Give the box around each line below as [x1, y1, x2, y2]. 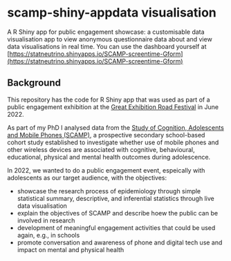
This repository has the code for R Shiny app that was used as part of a [7, 95, 210, 104]
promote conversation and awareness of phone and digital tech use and [17, 238, 223, 246]
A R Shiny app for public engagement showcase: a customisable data [7, 28, 205, 36]
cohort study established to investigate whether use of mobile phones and [7, 138, 219, 146]
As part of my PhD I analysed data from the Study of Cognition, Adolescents [7, 123, 225, 132]
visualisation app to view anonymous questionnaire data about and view [7, 35, 212, 43]
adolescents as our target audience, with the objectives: [7, 173, 167, 182]
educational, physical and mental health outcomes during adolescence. [7, 153, 211, 161]
